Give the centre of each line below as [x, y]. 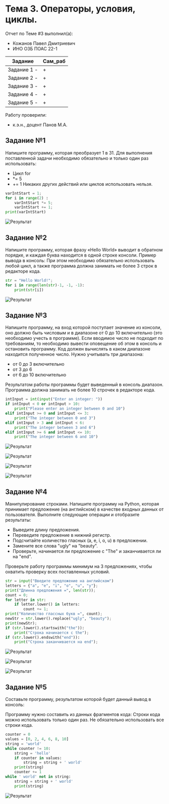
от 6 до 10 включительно [39, 375]
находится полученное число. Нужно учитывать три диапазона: [74, 355]
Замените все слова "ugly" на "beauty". [55, 546]
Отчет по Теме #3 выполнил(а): [39, 33]
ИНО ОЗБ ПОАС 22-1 [35, 48]
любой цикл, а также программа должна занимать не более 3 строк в [81, 266]
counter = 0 [18, 735]
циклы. [21, 19]
